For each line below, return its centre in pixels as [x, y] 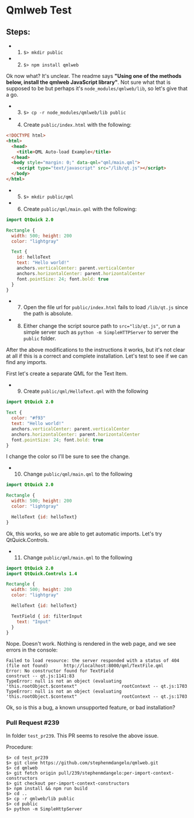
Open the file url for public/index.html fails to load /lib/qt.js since [106, 307]
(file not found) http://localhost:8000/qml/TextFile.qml [85, 666]
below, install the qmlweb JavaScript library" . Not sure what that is [89, 82]
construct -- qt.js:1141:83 [40, 676]
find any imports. [27, 362]
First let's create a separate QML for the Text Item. [67, 374]
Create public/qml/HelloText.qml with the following [86, 391]
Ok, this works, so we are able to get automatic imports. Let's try [84, 534]
